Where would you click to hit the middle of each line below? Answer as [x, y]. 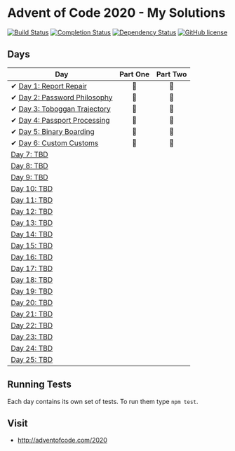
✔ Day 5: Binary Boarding [53, 131]
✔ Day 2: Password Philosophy [62, 97]
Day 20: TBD [32, 302]
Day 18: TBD [32, 280]
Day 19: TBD [32, 291]
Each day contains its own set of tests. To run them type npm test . [103, 401]
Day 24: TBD [32, 348]
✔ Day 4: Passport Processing [60, 120]
